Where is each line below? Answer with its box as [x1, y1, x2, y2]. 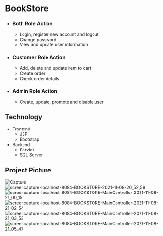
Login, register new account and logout [19, 31, 99, 37]
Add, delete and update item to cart [19, 65, 92, 71]
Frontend [12, 126, 31, 132]
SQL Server [19, 152, 43, 158]
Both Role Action [12, 21, 53, 27]
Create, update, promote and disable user [19, 99, 104, 105]
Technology [5, 113, 43, 121]
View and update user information [19, 42, 88, 48]
